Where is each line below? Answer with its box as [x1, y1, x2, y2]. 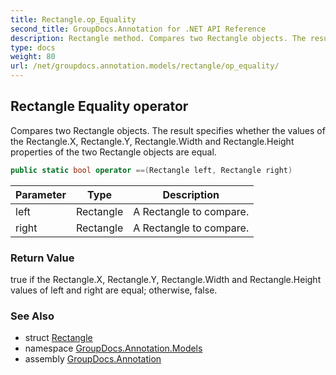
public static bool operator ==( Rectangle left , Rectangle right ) [10, 165, 293, 175]
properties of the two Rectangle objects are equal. [10, 146, 217, 158]
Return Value [10, 251, 75, 265]
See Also [10, 309, 55, 323]
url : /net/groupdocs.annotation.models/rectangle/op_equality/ [10, 61, 280, 71]
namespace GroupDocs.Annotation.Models [24, 342, 203, 355]
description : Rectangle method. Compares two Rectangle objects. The [10, 33, 307, 43]
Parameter [15, 187, 67, 201]
